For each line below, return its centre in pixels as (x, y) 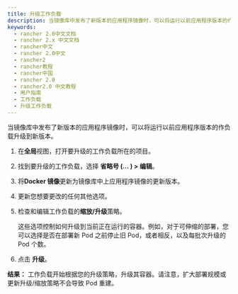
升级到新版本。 (35, 136)
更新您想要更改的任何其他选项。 (64, 196)
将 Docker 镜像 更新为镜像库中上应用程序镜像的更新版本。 (101, 181)
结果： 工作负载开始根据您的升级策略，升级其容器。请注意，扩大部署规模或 (117, 274)
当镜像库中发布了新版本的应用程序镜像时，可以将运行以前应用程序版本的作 (116, 127)
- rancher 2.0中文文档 (45, 34)
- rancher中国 (33, 73)
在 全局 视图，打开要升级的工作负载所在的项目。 (86, 151)
